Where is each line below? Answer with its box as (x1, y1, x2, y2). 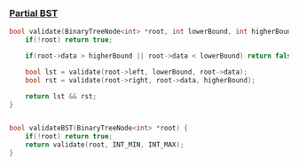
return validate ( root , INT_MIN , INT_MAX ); (25, 140, 184, 149)
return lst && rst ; (25, 91, 98, 100)
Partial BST (9, 7, 59, 20)
